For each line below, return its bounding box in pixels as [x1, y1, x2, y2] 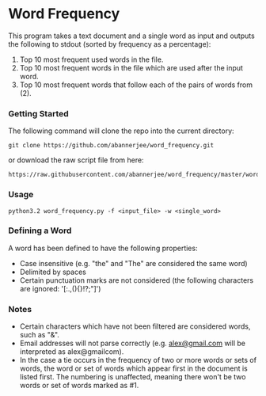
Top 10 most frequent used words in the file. [19, 55, 164, 64]
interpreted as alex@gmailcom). [19, 347, 124, 356]
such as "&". [19, 330, 59, 340]
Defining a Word [8, 225, 72, 236]
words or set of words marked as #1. [19, 381, 139, 390]
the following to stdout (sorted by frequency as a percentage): [8, 39, 211, 48]
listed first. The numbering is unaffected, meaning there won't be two [19, 372, 246, 382]
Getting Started [8, 108, 69, 119]
